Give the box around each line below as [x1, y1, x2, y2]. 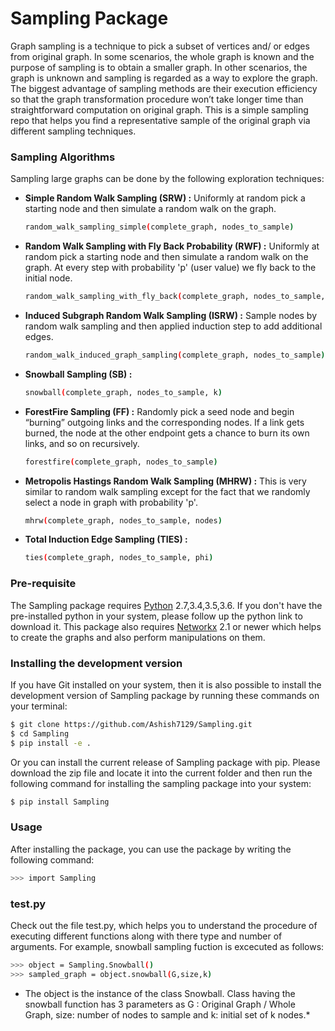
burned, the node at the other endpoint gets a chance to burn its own [24, 427, 310, 439]
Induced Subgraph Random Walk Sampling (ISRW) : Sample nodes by [24, 309, 318, 321]
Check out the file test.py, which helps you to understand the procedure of [10, 919, 318, 931]
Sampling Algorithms [10, 150, 116, 164]
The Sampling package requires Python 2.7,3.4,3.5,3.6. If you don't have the [10, 599, 323, 611]
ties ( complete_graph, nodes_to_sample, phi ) [24, 553, 214, 563]
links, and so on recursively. [24, 437, 140, 449]
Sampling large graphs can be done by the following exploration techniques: [10, 173, 325, 185]
